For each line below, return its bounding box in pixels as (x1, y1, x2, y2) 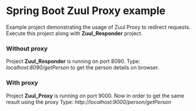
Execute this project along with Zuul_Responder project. (6, 29, 143, 36)
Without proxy (6, 44, 48, 52)
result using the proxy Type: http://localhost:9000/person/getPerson (6, 98, 171, 105)
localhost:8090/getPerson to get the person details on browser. (6, 64, 160, 71)
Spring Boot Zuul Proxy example (6, 4, 166, 18)
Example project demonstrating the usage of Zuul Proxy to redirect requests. (6, 23, 191, 31)
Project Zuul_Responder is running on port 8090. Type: (6, 58, 140, 65)
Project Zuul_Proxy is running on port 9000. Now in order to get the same (6, 92, 184, 99)
